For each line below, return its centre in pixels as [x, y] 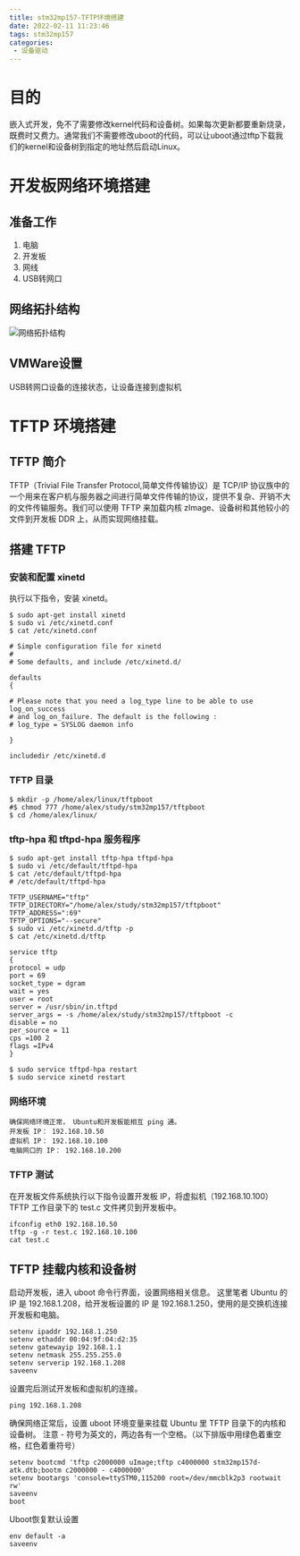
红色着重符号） [52, 1446]
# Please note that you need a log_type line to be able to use [131, 702]
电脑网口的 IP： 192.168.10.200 [66, 1151]
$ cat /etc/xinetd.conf [54, 631]
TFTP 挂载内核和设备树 [73, 1269]
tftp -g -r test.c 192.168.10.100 [74, 1232]
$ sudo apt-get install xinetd [67, 615]
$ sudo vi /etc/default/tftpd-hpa [74, 866]
